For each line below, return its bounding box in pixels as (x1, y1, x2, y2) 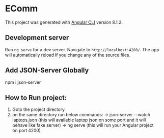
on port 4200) (12, 128, 41, 134)
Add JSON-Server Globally (5, 66, 89, 74)
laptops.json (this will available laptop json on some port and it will (12, 117, 146, 123)
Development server (5, 34, 69, 42)
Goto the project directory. (12, 106, 66, 112)
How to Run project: (5, 93, 67, 102)
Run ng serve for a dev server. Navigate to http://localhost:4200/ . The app (5, 46, 160, 52)
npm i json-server (5, 79, 41, 85)
